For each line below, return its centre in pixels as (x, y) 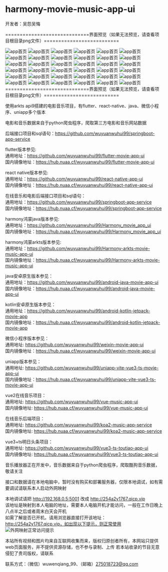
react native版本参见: (27, 172)
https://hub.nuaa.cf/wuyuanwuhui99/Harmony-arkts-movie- (98, 260)
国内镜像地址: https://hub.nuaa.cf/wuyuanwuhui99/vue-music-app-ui (77, 408)
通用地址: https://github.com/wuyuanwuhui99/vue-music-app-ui (72, 402)
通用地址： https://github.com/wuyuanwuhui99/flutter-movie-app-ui (75, 155)
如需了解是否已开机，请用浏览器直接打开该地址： (55, 517)
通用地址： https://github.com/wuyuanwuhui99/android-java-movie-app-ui (82, 282)
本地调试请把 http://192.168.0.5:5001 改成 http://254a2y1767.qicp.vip (75, 499)
